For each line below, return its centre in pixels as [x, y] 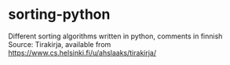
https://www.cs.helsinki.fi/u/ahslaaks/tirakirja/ [82, 52]
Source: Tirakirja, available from [60, 44]
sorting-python [59, 14]
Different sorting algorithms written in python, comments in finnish [115, 36]
